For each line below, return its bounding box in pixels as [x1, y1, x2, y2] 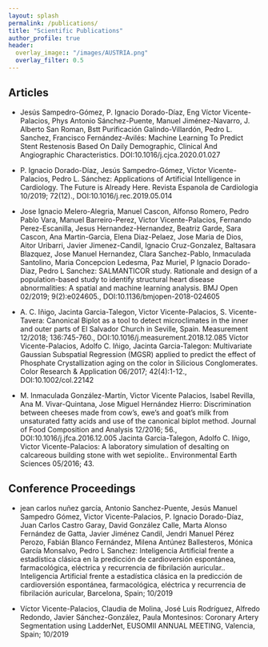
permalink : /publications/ [8, 19, 98, 27]
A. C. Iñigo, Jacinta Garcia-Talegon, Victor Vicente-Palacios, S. [19, 307, 227, 316]
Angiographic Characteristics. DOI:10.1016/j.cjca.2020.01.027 [19, 150, 221, 159]
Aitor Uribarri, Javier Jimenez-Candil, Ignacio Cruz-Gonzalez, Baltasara [19, 240, 256, 250]
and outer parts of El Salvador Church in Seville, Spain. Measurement [19, 323, 248, 333]
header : [8, 42, 34, 50]
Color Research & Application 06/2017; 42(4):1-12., [19, 366, 187, 376]
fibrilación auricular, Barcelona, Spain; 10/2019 [19, 588, 174, 597]
